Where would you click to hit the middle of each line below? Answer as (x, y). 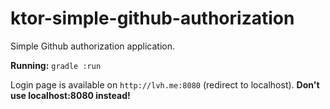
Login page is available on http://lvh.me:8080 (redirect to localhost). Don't (165, 84)
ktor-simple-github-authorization (152, 18)
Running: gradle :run (56, 65)
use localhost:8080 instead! (70, 95)
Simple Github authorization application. (92, 46)
